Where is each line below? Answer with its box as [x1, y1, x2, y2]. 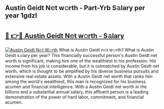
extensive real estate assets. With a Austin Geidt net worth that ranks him [5, 73, 153, 79]
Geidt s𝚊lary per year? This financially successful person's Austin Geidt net [5, 53, 158, 58]
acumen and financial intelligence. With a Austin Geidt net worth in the [5, 84, 147, 90]
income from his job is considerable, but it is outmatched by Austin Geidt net [5, 63, 160, 69]
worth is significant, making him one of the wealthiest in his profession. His [5, 58, 156, 64]
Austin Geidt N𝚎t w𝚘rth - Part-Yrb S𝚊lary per [5, 4, 145, 12]
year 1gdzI [5, 12, 38, 20]
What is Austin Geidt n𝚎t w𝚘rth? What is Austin [58, 47, 154, 53]
